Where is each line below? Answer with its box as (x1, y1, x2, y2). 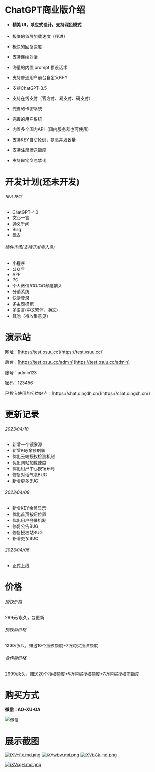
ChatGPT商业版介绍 (5, 4, 85, 16)
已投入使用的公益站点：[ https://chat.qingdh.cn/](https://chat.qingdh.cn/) (5, 390, 151, 396)
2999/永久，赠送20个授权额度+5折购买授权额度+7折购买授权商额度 (5, 671, 139, 677)
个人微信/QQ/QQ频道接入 (12, 283, 63, 288)
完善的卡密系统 (12, 106, 42, 112)
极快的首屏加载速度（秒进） (12, 34, 68, 39)
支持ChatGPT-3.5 (12, 85, 47, 91)
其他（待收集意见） (12, 313, 51, 319)
